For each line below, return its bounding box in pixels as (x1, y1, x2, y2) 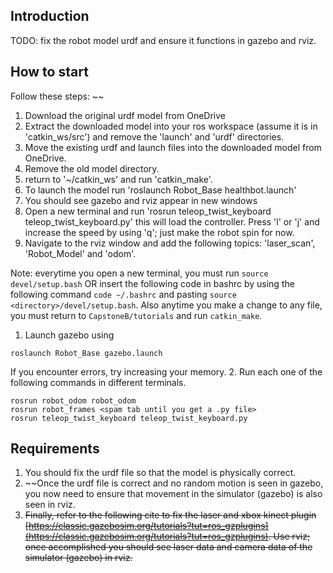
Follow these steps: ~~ (10, 90, 105, 102)
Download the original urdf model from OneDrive (24, 109, 226, 121)
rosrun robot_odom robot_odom (10, 395, 137, 406)
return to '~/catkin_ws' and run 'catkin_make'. (24, 173, 213, 185)
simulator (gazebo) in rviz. (24, 552, 133, 564)
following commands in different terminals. (10, 376, 187, 388)
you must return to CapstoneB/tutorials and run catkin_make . (10, 309, 263, 321)
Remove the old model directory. (24, 162, 160, 174)
